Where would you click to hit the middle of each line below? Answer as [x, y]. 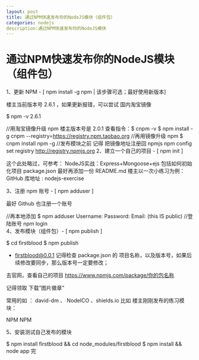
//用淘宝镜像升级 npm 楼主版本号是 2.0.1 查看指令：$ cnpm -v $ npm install [98, 129]
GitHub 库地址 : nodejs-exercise [45, 178]
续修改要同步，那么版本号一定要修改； [61, 263]
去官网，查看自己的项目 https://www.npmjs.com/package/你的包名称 [90, 275]
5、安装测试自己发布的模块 [39, 332]
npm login [35, 224]
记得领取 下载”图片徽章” [35, 288]
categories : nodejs [30, 23]
